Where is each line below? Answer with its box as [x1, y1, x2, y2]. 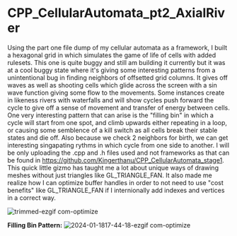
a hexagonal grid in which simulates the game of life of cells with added [7, 51, 216, 59]
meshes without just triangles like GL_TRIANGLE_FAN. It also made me [7, 171, 212, 179]
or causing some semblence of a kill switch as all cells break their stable [7, 126, 218, 134]
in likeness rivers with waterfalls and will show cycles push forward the [7, 95, 214, 104]
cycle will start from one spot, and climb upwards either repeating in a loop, [7, 118, 228, 126]
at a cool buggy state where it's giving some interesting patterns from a [7, 66, 216, 74]
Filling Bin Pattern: [7, 220, 62, 229]
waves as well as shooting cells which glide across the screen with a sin [7, 81, 217, 89]
